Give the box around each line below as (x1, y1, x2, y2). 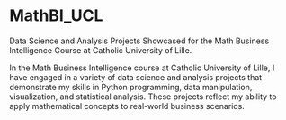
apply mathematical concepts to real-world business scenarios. (9, 100, 245, 111)
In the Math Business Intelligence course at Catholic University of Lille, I (9, 62, 275, 73)
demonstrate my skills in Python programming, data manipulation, (9, 81, 253, 92)
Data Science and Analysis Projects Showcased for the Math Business (9, 35, 270, 46)
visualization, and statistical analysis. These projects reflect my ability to (9, 91, 277, 102)
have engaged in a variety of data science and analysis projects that (9, 71, 263, 82)
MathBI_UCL (9, 5, 103, 26)
